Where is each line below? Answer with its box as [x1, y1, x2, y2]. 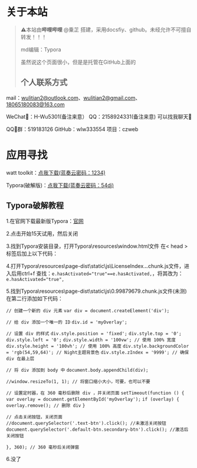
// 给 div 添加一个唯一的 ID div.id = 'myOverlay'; [6, 319, 128, 325]
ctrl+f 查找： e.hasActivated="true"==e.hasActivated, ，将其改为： [21, 270, 183, 277]
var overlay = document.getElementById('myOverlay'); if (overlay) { [6, 396, 180, 402]
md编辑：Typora [20, 45, 61, 53]
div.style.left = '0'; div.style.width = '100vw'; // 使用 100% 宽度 [6, 337, 176, 343]
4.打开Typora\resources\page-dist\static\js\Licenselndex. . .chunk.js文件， [6, 262, 185, 269]
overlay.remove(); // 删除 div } [6, 402, 86, 408]
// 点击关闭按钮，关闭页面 [6, 414, 63, 420]
